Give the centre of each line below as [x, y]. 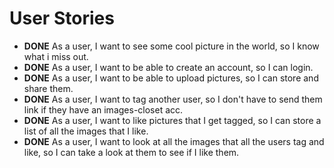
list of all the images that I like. [86, 131]
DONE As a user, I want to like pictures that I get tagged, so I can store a [172, 120]
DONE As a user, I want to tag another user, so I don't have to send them [173, 99]
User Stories [62, 18]
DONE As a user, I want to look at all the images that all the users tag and [174, 141]
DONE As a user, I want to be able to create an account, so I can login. [168, 67]
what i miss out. [56, 56]
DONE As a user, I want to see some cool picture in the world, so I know [171, 46]
